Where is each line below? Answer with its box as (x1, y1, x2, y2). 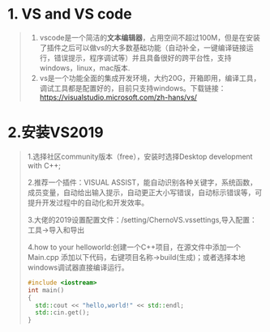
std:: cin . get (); (35, 309, 90, 317)
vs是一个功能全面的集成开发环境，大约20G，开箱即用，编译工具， (39, 73, 261, 83)
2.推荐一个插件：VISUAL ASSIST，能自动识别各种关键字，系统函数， (27, 177, 257, 187)
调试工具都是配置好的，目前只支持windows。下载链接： (39, 83, 226, 93)
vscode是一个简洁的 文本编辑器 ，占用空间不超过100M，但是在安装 (39, 32, 260, 42)
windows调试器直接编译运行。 (27, 262, 129, 272)
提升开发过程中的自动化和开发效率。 (27, 198, 149, 207)
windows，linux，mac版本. (39, 62, 131, 73)
